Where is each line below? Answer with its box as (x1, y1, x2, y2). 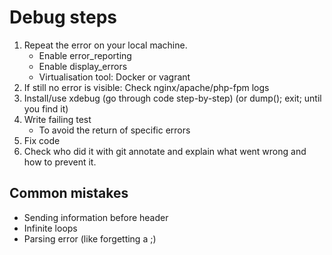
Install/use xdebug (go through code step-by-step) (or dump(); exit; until (23, 92, 322, 104)
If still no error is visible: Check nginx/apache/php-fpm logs (23, 81, 270, 93)
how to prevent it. (23, 156, 97, 168)
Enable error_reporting (38, 49, 132, 61)
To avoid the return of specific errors (38, 124, 191, 136)
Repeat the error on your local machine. (23, 39, 188, 51)
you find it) (23, 102, 69, 115)
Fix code (23, 134, 61, 146)
